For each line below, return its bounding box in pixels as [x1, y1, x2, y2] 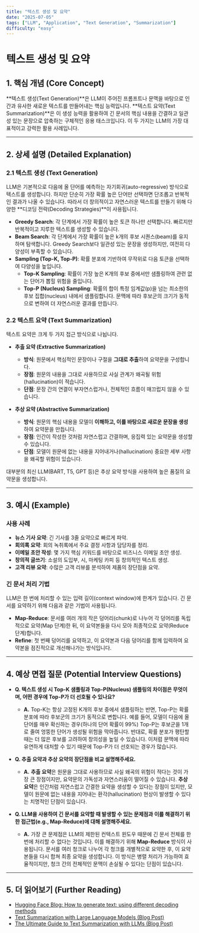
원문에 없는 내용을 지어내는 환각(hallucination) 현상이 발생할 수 [34, 790, 180, 798]
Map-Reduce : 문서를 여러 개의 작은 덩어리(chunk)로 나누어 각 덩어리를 [14, 615, 180, 622]
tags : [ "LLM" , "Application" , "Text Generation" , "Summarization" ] [6, 20, 176, 26]
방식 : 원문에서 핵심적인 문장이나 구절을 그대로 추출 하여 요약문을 [23, 356, 169, 363]
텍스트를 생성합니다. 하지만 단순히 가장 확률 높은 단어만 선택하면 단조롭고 [6, 191, 174, 198]
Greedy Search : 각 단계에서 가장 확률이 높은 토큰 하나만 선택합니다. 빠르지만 [14, 218, 193, 225]
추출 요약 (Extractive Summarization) [14, 343, 106, 350]
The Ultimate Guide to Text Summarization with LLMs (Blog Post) [14, 920, 174, 927]
